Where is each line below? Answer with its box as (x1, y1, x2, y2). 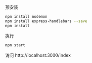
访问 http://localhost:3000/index (5, 52, 71, 58)
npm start (5, 42, 26, 48)
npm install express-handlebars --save (5, 19, 88, 24)
